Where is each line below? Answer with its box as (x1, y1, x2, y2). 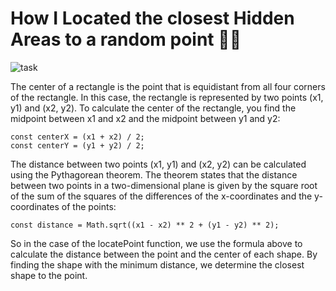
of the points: (61, 200, 117, 212)
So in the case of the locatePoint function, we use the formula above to (10, 237, 303, 249)
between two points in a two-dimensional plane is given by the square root (10, 179, 318, 191)
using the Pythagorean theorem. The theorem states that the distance (10, 168, 298, 181)
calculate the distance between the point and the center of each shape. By (10, 248, 318, 260)
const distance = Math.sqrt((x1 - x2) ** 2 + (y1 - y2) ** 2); (10, 220, 280, 230)
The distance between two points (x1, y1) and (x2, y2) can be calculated (10, 158, 307, 170)
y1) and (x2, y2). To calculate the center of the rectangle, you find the (10, 102, 297, 114)
